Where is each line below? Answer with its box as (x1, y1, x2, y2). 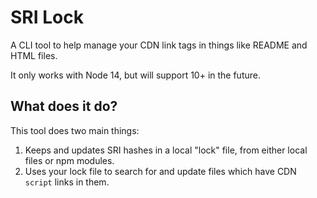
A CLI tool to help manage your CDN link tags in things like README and (10, 39, 308, 51)
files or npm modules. (24, 154, 115, 166)
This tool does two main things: (10, 124, 140, 136)
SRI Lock (10, 6, 84, 29)
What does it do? (10, 98, 118, 115)
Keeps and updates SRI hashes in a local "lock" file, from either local (24, 144, 308, 156)
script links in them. (24, 176, 110, 188)
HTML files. (10, 49, 58, 61)
